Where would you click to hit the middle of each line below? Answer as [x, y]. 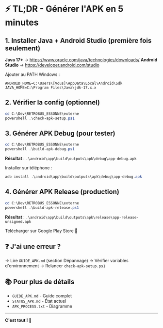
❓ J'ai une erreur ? [33, 246]
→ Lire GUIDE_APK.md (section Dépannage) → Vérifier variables [67, 261]
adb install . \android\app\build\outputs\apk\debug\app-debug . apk [73, 177]
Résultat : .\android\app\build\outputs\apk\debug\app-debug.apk [71, 159]
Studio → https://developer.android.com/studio [52, 65]
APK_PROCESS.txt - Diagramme [42, 306]
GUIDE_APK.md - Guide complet [42, 296]
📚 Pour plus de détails [40, 282]
